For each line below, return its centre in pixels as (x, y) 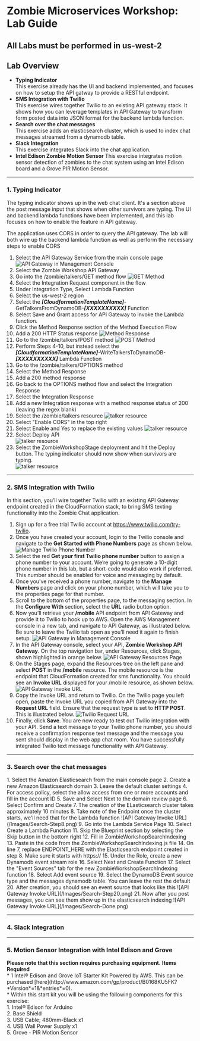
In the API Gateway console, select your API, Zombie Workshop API (99, 644)
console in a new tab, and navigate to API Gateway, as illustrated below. (103, 625)
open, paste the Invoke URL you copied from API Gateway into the (96, 702)
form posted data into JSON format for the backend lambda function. (100, 118)
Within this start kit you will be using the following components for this (96, 994)
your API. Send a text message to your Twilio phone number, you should (104, 727)
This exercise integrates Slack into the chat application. (83, 149)
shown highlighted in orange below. (59, 657)
